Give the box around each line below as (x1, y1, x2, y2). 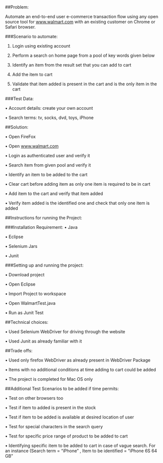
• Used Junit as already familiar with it (5, 338, 82, 344)
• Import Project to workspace (5, 291, 66, 296)
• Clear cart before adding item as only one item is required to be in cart (5, 181, 151, 187)
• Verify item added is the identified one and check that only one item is (5, 200, 150, 206)
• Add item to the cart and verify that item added (5, 191, 103, 196)
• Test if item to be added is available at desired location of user (5, 414, 134, 420)
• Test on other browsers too (5, 395, 64, 401)
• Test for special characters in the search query (5, 424, 103, 429)
